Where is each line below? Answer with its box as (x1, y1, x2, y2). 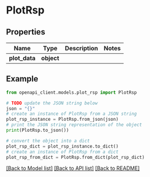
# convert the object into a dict (6, 138, 90, 144)
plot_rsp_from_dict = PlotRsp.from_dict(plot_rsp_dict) (6, 154, 145, 160)
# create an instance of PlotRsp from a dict (6, 149, 118, 155)
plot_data (9, 54, 36, 62)
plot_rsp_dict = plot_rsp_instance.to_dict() (6, 143, 118, 149)
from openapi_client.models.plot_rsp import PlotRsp (6, 89, 137, 96)
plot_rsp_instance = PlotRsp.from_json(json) (6, 117, 118, 122)
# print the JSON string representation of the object (6, 122, 142, 128)
